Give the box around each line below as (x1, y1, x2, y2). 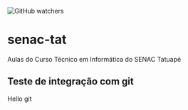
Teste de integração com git (7, 75, 134, 88)
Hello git (7, 94, 32, 103)
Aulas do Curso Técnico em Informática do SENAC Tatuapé (7, 55, 182, 63)
